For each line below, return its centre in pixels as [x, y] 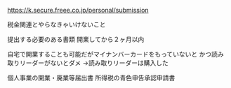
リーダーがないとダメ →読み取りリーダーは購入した [94, 63]
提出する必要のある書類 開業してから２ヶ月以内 [76, 39]
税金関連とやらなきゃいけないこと [57, 24]
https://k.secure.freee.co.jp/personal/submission [78, 10]
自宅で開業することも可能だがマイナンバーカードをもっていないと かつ [110, 54]
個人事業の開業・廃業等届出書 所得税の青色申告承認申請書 [91, 78]
